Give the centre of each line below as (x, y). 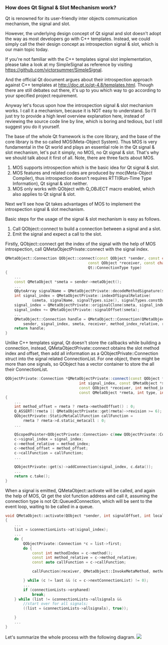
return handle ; (30, 329)
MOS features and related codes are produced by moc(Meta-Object (82, 173)
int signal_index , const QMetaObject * (121, 383)
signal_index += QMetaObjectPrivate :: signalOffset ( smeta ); (77, 310)
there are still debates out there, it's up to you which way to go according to (83, 90)
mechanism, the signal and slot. (38, 24)
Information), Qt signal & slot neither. (50, 184)
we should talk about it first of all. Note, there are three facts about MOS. (80, 158)
